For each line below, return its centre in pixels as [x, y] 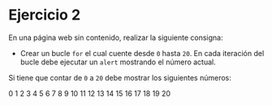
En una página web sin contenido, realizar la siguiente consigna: [116, 37]
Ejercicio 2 [45, 15]
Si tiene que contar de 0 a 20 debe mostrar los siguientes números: [120, 77]
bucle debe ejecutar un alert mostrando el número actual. [118, 62]
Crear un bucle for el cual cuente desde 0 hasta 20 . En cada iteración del [142, 53]
